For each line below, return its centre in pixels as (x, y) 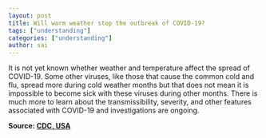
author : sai (28, 45)
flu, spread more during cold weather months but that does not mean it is (129, 85)
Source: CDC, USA (40, 126)
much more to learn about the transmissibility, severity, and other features (130, 102)
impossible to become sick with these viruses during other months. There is (133, 93)
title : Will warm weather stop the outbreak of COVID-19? (107, 23)
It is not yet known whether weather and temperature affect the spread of (129, 68)
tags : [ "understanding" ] (50, 30)
